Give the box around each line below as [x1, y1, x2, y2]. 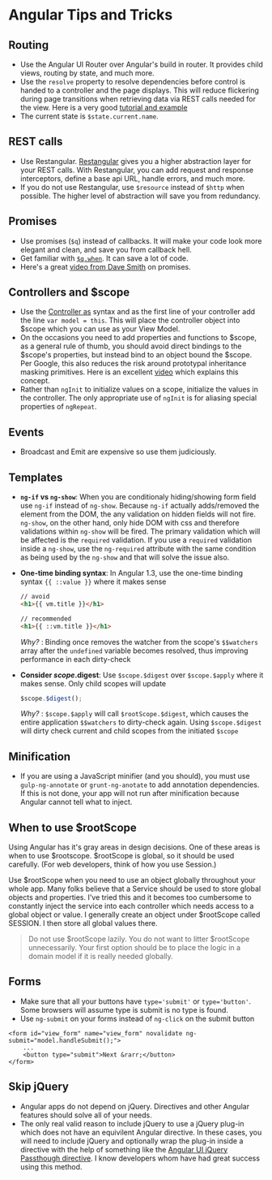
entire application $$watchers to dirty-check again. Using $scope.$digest [19, 717, 262, 728]
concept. [19, 376, 50, 386]
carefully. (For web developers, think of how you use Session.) [8, 859, 217, 870]
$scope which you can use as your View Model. [19, 324, 181, 334]
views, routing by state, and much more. [19, 68, 155, 78]
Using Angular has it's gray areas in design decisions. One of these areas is [8, 842, 261, 852]
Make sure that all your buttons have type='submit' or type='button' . [19, 996, 252, 1006]
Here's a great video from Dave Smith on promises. [19, 262, 192, 271]
